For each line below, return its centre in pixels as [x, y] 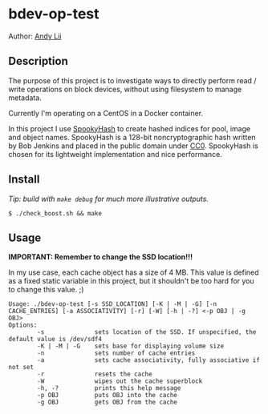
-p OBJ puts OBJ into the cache [108, 396]
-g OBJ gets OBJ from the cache [108, 402]
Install [24, 180]
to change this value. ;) [46, 290]
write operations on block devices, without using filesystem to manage [125, 89]
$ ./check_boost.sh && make [55, 213]
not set [21, 368]
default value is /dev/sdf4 [55, 340]
